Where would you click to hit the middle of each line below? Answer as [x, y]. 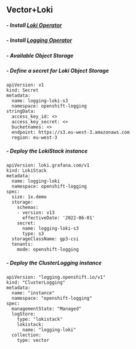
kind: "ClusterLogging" [36, 283]
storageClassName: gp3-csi [45, 239]
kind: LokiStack [26, 171]
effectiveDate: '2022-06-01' [58, 218]
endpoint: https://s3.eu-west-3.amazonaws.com [71, 132]
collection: [27, 335]
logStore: [24, 314]
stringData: [21, 111]
